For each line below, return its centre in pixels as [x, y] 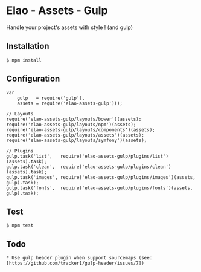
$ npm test [20, 225]
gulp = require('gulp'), [51, 98]
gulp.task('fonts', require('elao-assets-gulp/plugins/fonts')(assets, [100, 188]
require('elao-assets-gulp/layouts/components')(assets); [81, 130]
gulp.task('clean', [31, 167]
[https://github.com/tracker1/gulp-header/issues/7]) [75, 264]
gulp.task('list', [29, 156]
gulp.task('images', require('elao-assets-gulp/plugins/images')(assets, [101, 177]
